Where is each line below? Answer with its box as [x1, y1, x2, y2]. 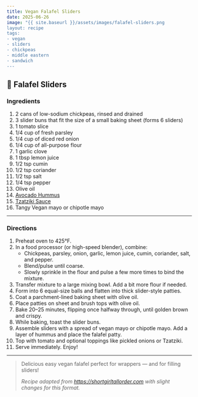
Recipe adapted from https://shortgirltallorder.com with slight [21, 378, 170, 385]
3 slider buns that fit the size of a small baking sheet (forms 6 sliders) [15, 117, 183, 124]
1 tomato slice [15, 123, 49, 130]
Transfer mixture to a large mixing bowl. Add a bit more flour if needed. [15, 281, 187, 288]
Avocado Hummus [15, 191, 61, 198]
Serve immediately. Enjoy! [15, 344, 78, 351]
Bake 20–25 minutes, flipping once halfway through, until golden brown [15, 306, 189, 313]
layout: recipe [6, 25, 44, 31]
